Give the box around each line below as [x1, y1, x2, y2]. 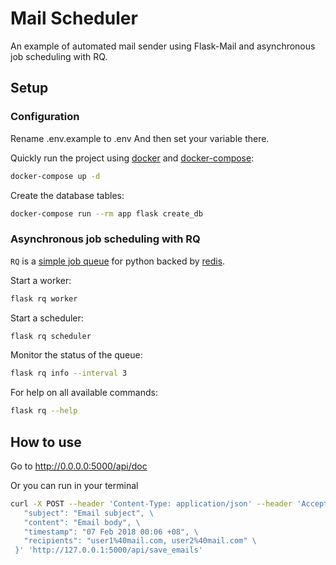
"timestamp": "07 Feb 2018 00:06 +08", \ [23, 527, 199, 537]
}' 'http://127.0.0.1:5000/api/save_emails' [14, 545, 203, 556]
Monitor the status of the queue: [10, 349, 143, 361]
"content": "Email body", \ [23, 517, 141, 527]
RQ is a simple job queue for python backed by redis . [10, 255, 226, 267]
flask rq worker [10, 293, 78, 304]
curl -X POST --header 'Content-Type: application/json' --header [10, 498, 293, 509]
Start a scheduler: [10, 312, 84, 324]
